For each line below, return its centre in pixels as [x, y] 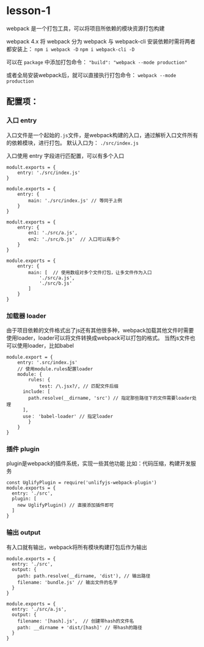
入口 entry [22, 121]
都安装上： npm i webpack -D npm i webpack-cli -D [71, 49]
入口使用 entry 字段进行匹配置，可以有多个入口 [65, 155]
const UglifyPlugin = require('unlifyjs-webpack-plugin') [82, 483]
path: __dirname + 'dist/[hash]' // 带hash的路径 [80, 627]
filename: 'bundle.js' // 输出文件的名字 [67, 582]
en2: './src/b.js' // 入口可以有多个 [75, 239]
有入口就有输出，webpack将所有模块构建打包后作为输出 [77, 547]
